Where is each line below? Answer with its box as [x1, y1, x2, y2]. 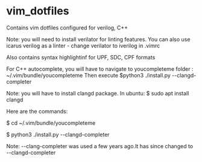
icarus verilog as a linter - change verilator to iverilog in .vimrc [6, 42, 160, 49]
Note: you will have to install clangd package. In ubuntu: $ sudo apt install [6, 89, 189, 97]
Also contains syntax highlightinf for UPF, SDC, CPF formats [6, 53, 156, 61]
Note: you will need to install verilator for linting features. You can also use [6, 35, 191, 43]
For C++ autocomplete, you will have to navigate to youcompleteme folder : [6, 65, 194, 73]
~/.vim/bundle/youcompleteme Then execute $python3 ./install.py [6, 71, 171, 79]
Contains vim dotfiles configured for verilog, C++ [6, 24, 128, 31]
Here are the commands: [6, 107, 68, 115]
